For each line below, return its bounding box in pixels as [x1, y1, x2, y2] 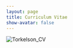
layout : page [6, 8, 39, 15]
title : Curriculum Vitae [6, 14, 68, 20]
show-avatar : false [6, 20, 55, 25]
